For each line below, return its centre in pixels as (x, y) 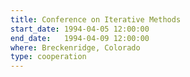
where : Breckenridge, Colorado (75, 47)
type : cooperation (48, 57)
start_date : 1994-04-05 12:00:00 (80, 29)
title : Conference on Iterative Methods (96, 19)
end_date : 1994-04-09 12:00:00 (80, 38)
